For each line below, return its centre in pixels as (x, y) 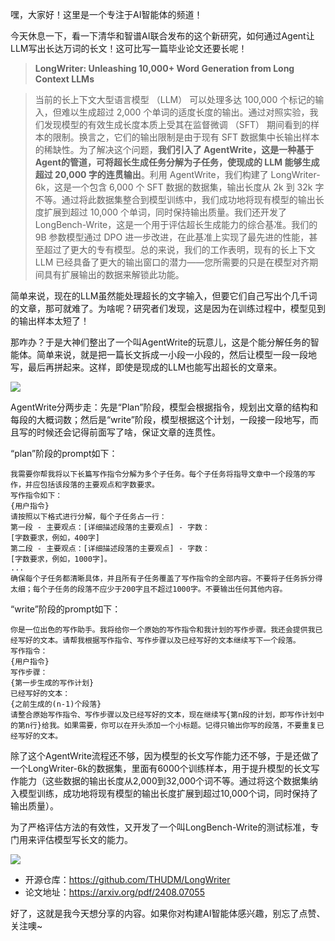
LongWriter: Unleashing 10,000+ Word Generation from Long (164, 68)
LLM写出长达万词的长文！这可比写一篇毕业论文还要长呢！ (129, 48)
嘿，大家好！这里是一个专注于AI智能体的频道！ (106, 14)
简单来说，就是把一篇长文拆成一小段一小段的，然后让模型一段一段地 (176, 354)
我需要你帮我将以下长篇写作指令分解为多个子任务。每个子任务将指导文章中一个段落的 (159, 474)
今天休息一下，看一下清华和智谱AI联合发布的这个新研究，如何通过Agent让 (162, 36)
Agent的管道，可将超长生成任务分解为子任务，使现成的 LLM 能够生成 (177, 162)
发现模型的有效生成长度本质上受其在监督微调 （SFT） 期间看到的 (177, 124)
